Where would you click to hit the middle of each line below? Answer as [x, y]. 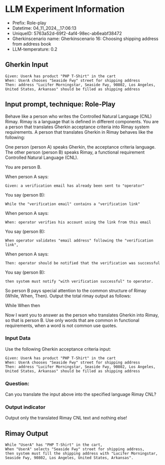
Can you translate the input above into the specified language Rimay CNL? [81, 394]
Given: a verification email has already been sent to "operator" [75, 186]
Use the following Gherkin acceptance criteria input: [58, 349]
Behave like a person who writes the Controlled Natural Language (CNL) [79, 116]
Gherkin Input [27, 65]
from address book [32, 44]
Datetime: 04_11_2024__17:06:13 [44, 28]
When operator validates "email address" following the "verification [79, 240]
